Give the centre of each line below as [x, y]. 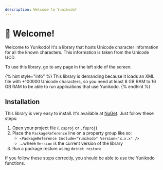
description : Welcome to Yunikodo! [41, 9]
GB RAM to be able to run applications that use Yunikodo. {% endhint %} [78, 86]
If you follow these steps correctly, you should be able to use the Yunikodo [80, 158]
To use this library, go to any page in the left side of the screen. [68, 67]
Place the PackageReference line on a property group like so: [72, 133]
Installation [22, 102]
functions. [15, 163]
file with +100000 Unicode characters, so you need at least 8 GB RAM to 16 [81, 81]
